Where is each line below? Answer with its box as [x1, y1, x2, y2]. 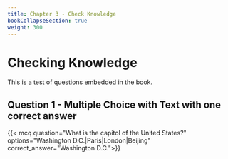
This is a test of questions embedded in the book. [7, 78, 153, 86]
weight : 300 [7, 24, 43, 31]
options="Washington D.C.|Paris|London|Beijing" [7, 136, 151, 145]
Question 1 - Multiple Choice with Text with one [7, 98, 221, 111]
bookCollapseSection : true [7, 17, 88, 24]
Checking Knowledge [7, 54, 138, 71]
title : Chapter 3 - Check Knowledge [7, 10, 116, 18]
